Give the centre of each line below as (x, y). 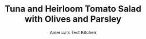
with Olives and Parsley (73, 19)
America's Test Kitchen (73, 32)
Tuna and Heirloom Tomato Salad (73, 9)
